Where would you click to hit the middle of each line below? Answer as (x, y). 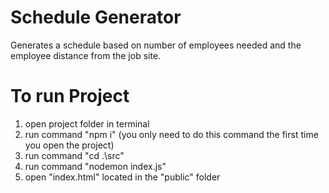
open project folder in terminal (87, 123)
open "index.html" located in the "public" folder (122, 177)
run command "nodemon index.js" (95, 166)
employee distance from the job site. (86, 55)
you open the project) (69, 145)
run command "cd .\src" (74, 155)
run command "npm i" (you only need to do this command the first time (171, 134)
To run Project (70, 96)
